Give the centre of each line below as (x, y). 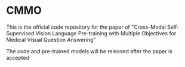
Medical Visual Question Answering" (51, 39)
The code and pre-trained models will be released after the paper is (90, 51)
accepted (18, 57)
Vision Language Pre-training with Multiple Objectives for (106, 33)
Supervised (20, 33)
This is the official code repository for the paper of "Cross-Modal (86, 27)
